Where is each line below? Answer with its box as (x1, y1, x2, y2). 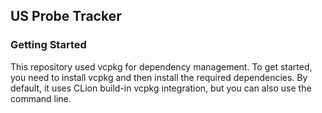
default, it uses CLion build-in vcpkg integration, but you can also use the (10, 82, 312, 94)
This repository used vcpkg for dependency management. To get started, (10, 60, 313, 73)
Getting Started (10, 38, 87, 52)
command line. (10, 92, 72, 104)
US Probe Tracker (10, 8, 122, 25)
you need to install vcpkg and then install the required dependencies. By (10, 71, 308, 83)
